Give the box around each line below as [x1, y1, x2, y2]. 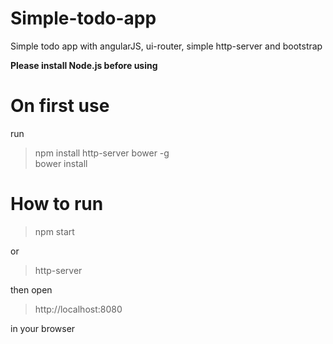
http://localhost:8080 [34, 303, 123, 315]
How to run [10, 193, 104, 216]
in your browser [10, 322, 76, 334]
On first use [10, 95, 110, 117]
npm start [34, 225, 75, 237]
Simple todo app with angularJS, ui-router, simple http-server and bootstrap [10, 40, 323, 52]
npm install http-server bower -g [34, 147, 170, 159]
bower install [34, 157, 88, 169]
